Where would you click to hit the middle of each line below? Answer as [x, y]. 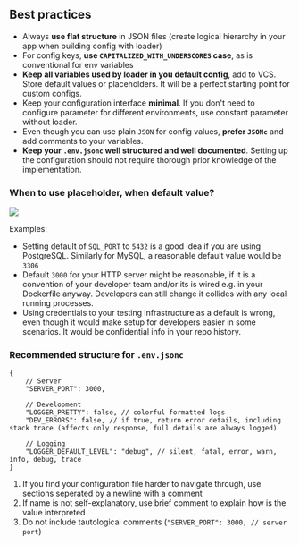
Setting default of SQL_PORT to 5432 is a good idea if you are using [141, 246]
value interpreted [54, 513]
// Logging [46, 444]
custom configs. [52, 93]
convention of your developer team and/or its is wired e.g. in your [142, 285]
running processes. [58, 303]
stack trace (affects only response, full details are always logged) [143, 429]
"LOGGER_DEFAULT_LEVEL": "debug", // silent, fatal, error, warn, [151, 452]
